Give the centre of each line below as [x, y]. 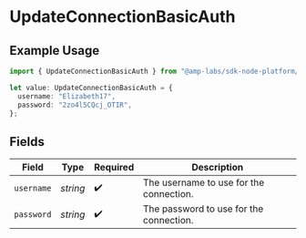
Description [218, 168]
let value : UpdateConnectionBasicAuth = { [91, 88]
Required [114, 168]
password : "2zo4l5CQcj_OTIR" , [75, 105]
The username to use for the [204, 182]
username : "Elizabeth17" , [67, 96]
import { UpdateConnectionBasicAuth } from [93, 71]
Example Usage [55, 51]
